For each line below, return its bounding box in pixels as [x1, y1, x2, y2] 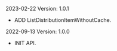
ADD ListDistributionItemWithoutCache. [14, 17, 112, 23]
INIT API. [14, 40, 36, 46]
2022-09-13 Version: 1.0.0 [5, 28, 70, 35]
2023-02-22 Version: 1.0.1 [5, 5, 69, 12]
